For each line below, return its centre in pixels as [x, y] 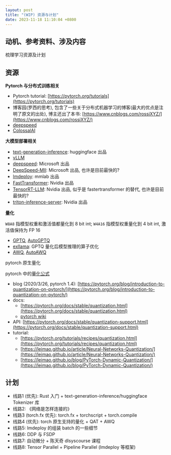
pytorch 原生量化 [23, 263]
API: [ [18, 322]
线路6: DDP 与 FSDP [34, 434]
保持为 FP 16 [27, 230]
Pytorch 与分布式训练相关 [32, 86]
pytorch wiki [33, 316]
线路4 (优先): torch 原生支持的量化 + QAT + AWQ [64, 421]
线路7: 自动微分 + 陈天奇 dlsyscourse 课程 [57, 441]
